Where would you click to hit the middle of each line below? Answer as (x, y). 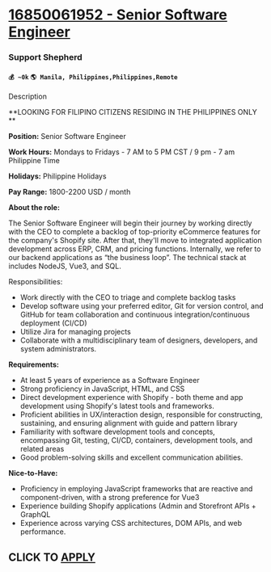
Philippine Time (34, 161)
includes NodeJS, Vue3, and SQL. (65, 266)
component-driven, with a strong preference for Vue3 (110, 498)
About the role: (34, 208)
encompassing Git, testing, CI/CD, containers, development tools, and (136, 440)
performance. (43, 532)
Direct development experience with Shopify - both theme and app (131, 397)
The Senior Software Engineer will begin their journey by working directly (130, 223)
